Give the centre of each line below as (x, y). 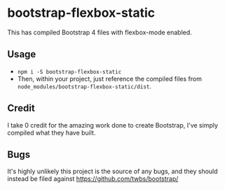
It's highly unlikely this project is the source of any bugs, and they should (113, 171)
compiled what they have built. (52, 133)
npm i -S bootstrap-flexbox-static (69, 72)
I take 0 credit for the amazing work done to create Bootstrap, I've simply (113, 125)
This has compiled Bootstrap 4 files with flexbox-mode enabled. (100, 32)
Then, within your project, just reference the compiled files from (109, 79)
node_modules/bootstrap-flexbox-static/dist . (84, 86)
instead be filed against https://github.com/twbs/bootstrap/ (93, 179)
